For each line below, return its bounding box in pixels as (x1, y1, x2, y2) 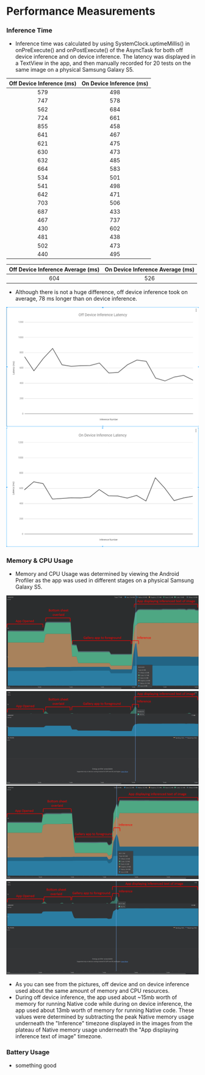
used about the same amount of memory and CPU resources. (15, 987, 170, 995)
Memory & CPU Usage (6, 556, 73, 565)
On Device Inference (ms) (81, 80, 148, 87)
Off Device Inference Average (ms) (9, 265, 99, 273)
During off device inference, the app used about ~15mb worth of (15, 994, 178, 1001)
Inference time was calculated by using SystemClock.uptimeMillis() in (15, 40, 190, 47)
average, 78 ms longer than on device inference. (15, 295, 137, 302)
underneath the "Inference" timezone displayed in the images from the (15, 1020, 193, 1027)
